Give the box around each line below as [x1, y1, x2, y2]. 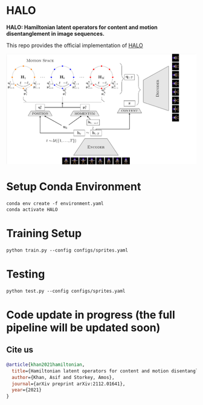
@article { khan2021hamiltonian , [6, 362, 85, 368]
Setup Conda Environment [6, 180, 141, 194]
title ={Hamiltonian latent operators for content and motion [11, 368, 169, 374]
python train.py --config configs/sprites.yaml [6, 247, 129, 254]
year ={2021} [11, 387, 42, 393]
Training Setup [6, 227, 82, 240]
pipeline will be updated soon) [6, 321, 161, 335]
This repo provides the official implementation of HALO [6, 42, 143, 49]
